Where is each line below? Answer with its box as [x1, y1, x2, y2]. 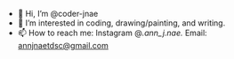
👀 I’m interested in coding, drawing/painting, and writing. [17, 18, 226, 28]
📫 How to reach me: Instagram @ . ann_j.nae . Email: [17, 27, 207, 38]
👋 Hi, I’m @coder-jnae [17, 9, 99, 18]
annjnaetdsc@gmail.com [17, 41, 109, 50]
